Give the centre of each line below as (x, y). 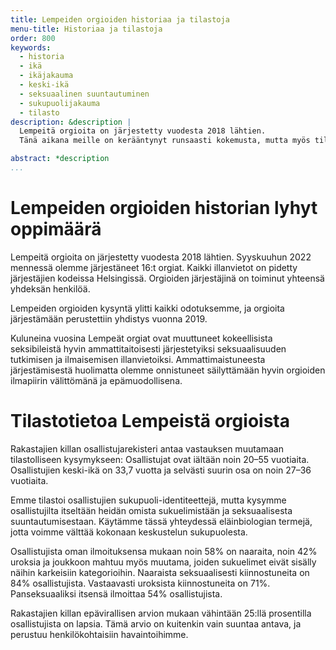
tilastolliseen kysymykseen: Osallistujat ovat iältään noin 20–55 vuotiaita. (160, 459)
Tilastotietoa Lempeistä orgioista (150, 421)
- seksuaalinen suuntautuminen (84, 94)
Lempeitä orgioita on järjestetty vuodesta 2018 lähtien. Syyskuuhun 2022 (161, 257)
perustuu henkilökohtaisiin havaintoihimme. (99, 634)
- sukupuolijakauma (60, 103)
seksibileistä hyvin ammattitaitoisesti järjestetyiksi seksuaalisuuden (148, 348)
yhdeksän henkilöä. (50, 288)
